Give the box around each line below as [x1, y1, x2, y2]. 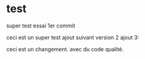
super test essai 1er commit [6, 22, 76, 29]
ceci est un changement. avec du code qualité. [6, 45, 124, 53]
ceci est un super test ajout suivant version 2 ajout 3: [6, 33, 140, 41]
